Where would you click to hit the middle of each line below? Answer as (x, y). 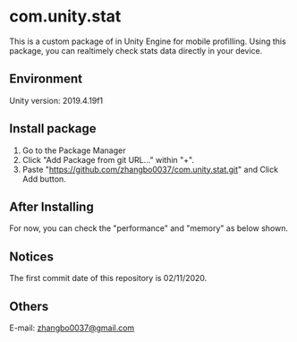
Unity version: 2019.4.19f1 (56, 100)
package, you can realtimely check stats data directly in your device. (136, 50)
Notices (31, 256)
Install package (53, 128)
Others (29, 306)
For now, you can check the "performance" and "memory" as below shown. (149, 228)
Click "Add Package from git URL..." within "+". (108, 159)
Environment (46, 79)
